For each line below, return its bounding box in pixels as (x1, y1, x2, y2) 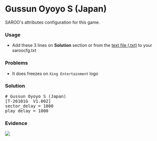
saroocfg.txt (12, 47, 37, 54)
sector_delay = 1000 (5, 103, 54, 109)
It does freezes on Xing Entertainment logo (12, 70, 99, 76)
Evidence (5, 120, 28, 127)
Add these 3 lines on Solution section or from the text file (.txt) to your (12, 42, 153, 48)
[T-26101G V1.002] (5, 98, 51, 104)
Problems (5, 59, 28, 66)
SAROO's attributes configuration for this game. (5, 19, 100, 25)
